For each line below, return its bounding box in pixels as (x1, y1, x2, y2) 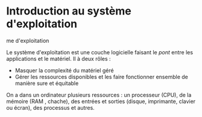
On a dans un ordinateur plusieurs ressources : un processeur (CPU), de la (6, 91, 192, 98)
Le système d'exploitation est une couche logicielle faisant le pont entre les (6, 48, 194, 55)
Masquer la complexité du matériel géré (14, 66, 114, 74)
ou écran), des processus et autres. (6, 104, 95, 111)
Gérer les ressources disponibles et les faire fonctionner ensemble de (14, 73, 188, 80)
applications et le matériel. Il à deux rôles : (6, 55, 111, 62)
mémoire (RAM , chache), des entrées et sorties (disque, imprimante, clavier (6, 98, 196, 105)
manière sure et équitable (14, 80, 79, 87)
